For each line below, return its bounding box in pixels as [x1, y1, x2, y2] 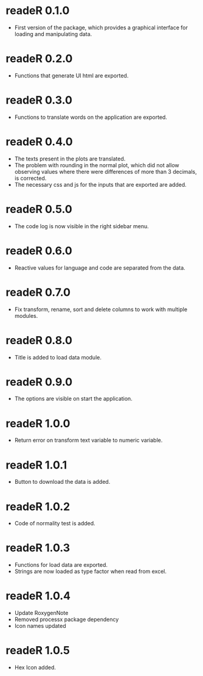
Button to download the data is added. [14, 478, 111, 486]
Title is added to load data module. [14, 353, 101, 361]
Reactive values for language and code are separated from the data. [14, 264, 186, 271]
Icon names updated [14, 622, 66, 630]
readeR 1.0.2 [5, 500, 71, 513]
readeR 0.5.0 [5, 202, 72, 216]
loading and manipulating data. [14, 30, 92, 37]
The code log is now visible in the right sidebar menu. [14, 222, 150, 229]
